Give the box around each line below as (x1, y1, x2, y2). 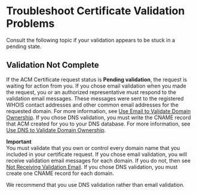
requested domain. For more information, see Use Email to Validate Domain (6, 107, 191, 114)
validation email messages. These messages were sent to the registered (6, 95, 184, 102)
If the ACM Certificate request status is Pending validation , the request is (6, 76, 187, 83)
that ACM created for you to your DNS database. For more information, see (6, 120, 190, 127)
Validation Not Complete (6, 60, 100, 70)
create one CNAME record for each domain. (6, 170, 115, 177)
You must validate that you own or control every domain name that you (6, 144, 180, 151)
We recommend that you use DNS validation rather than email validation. (6, 181, 185, 188)
